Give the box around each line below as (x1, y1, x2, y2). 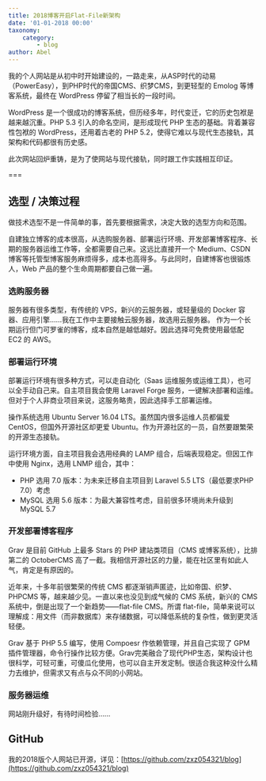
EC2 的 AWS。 (8, 335, 55, 344)
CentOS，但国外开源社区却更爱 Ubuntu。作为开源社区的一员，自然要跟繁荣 (8, 423, 254, 432)
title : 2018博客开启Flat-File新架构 (8, 11, 121, 20)
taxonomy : (8, 26, 41, 34)
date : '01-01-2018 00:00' (8, 19, 93, 27)
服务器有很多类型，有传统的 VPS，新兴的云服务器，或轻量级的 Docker (8, 305, 237, 315)
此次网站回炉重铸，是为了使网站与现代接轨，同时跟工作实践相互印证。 (8, 154, 237, 163)
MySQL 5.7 (19, 504, 56, 514)
